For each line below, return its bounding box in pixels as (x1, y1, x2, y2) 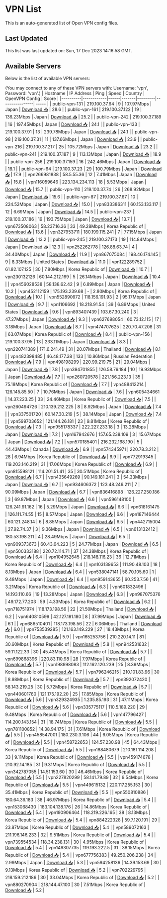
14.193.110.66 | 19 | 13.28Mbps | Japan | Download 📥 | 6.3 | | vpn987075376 (5, 591, 161, 597)
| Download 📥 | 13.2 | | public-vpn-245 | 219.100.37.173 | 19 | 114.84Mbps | (5, 236, 157, 242)
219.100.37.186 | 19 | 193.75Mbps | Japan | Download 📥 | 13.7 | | (5, 216, 135, 222)
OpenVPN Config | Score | (5, 96, 59, 101)
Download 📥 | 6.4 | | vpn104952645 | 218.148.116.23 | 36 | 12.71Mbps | (5, 554, 150, 560)
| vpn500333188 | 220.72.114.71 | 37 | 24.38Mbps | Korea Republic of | (5, 548, 149, 554)
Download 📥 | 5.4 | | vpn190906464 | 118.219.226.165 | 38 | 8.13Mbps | (5, 809, 151, 815)
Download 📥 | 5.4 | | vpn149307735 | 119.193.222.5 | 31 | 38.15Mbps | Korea (5, 844, 160, 850)
